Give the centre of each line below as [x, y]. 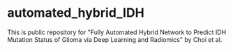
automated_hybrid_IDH [76, 13]
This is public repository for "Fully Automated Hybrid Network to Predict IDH [117, 32]
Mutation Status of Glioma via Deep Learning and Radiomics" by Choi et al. [115, 39]
